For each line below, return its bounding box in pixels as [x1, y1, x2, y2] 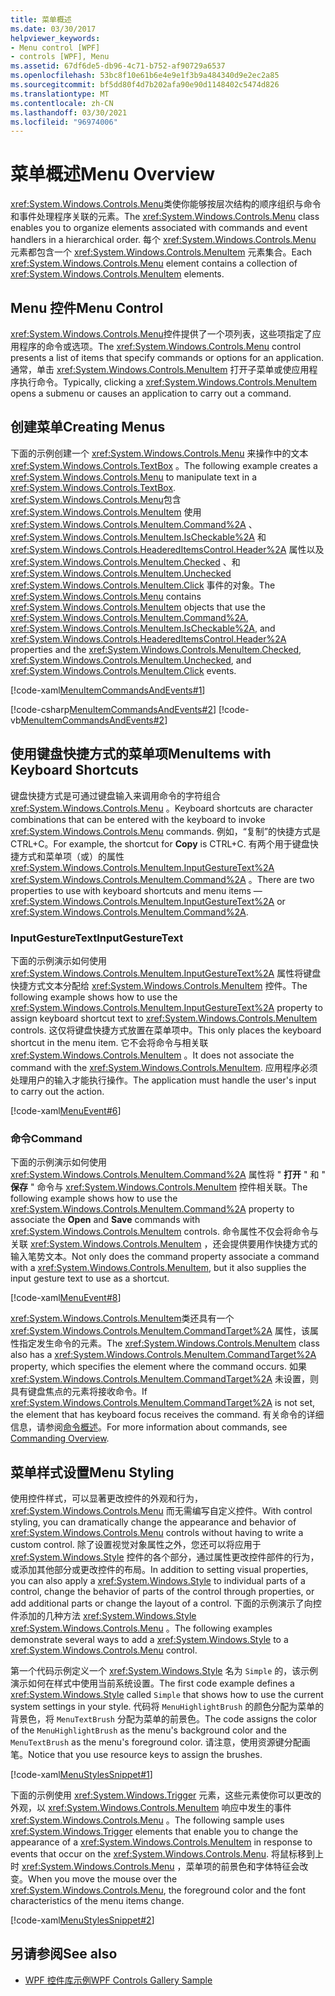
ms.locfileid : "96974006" [10, 117, 118, 127]
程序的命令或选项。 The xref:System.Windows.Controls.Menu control [18, 341, 302, 352]
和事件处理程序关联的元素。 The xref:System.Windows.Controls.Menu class [10, 211, 320, 223]
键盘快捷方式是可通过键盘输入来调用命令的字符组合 [10, 789, 221, 801]
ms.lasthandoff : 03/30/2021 [10, 107, 128, 118]
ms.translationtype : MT [10, 89, 110, 99]
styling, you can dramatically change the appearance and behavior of [10, 1516, 297, 1528]
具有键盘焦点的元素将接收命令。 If [10, 1386, 148, 1398]
